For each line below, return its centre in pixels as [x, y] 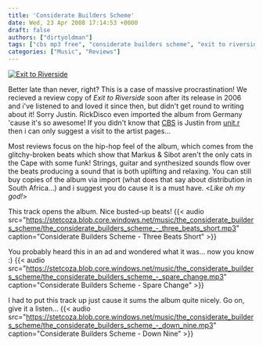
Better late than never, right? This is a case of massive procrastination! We [128, 89]
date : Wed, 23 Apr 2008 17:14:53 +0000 [73, 23]
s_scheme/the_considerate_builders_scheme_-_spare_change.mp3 [116, 277]
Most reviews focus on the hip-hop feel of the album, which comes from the [131, 146]
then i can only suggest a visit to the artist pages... [89, 131]
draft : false [29, 30]
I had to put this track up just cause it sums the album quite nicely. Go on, [126, 300]
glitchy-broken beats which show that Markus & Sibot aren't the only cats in [130, 155]
